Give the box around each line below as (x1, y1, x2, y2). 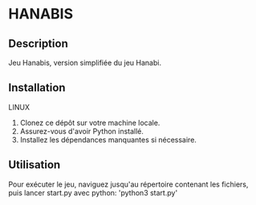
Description (8, 37, 68, 50)
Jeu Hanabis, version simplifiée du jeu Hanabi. (8, 58, 162, 67)
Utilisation (8, 158, 61, 172)
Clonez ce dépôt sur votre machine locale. (19, 118, 161, 127)
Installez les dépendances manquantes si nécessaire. (19, 135, 197, 144)
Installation (8, 81, 66, 94)
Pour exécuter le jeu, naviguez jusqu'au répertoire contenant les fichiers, (8, 179, 249, 189)
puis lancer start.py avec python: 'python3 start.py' (8, 187, 178, 197)
